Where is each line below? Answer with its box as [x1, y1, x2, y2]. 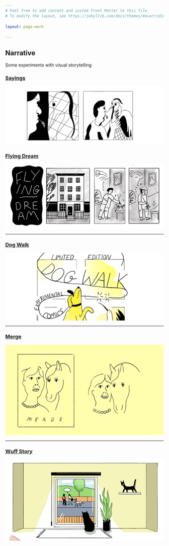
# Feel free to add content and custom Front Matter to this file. [5, 8, 150, 13]
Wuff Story [5, 448, 33, 455]
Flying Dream [5, 152, 39, 160]
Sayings [5, 74, 26, 82]
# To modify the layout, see [5, 13, 66, 19]
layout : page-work [5, 24, 44, 29]
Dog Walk [5, 241, 29, 248]
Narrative [5, 48, 36, 57]
